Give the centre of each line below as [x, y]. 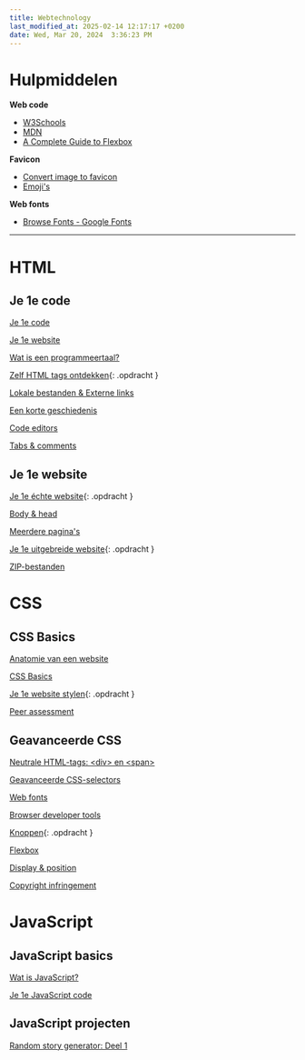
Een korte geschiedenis [54, 411]
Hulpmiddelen [64, 80]
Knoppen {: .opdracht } [51, 832]
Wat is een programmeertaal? [64, 358]
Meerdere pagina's [45, 532]
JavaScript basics [61, 955]
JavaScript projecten [70, 1024]
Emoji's [36, 186]
